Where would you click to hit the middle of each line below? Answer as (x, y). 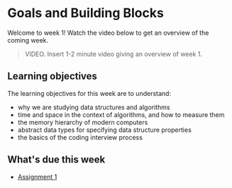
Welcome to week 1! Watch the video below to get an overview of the (108, 33)
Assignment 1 (37, 177)
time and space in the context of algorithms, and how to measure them (121, 114)
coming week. (28, 40)
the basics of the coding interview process (80, 137)
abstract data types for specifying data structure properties (104, 130)
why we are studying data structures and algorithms (94, 107)
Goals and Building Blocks (86, 13)
